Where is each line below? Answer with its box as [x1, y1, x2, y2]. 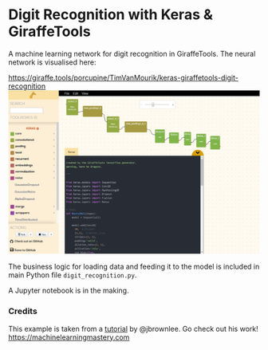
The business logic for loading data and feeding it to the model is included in [8, 262, 260, 272]
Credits [8, 305, 37, 317]
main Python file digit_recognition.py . [8, 270, 137, 280]
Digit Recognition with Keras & [8, 6, 214, 24]
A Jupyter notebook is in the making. [8, 285, 129, 296]
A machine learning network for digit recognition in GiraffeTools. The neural [8, 49, 256, 58]
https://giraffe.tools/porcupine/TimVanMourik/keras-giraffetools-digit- [8, 73, 239, 82]
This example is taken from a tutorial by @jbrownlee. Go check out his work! [8, 324, 258, 333]
